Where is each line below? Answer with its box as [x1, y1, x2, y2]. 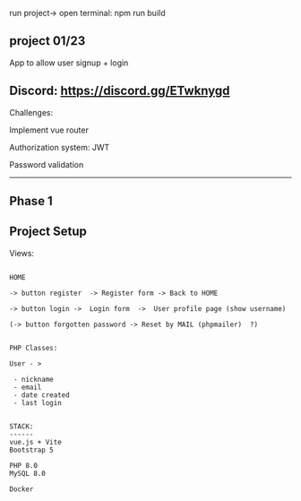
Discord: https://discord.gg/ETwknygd [9, 83, 230, 99]
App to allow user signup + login [9, 57, 129, 68]
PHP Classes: [9, 343, 58, 352]
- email [13, 383, 42, 392]
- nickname [13, 375, 54, 384]
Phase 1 [9, 194, 54, 209]
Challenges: [9, 107, 54, 117]
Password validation [9, 159, 84, 169]
